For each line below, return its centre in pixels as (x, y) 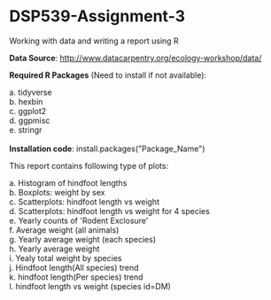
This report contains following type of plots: (89, 165)
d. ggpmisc (30, 120)
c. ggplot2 (28, 111)
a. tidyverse (31, 92)
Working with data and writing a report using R (94, 41)
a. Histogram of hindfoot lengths (68, 182)
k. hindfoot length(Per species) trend (76, 277)
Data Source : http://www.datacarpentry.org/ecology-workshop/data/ (135, 58)
